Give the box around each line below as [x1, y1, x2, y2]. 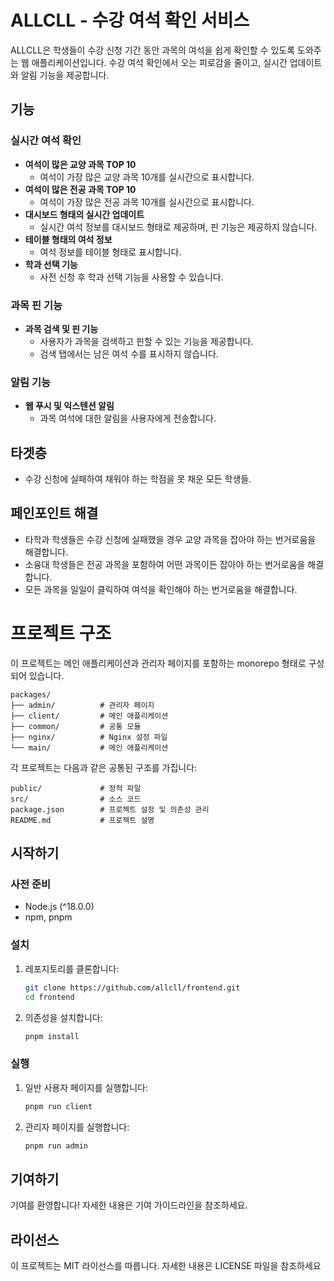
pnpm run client [24, 1101, 93, 1111]
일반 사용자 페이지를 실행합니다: [24, 1081, 148, 1093]
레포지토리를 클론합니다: [24, 962, 120, 975]
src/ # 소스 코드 [10, 794, 142, 804]
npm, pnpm [24, 911, 73, 923]
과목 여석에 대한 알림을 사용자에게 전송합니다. [39, 412, 217, 425]
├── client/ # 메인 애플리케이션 [10, 711, 169, 721]
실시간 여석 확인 [10, 134, 82, 148]
